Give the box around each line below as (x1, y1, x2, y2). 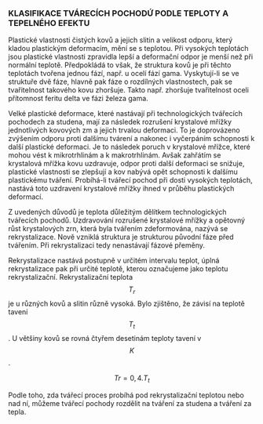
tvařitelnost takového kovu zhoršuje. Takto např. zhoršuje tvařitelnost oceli (8, 85, 250, 95)
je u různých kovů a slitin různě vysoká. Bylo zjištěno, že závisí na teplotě (8, 299, 245, 309)
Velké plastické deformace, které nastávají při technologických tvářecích (8, 109, 243, 118)
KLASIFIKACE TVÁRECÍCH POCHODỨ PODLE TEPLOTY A (8, 8, 229, 19)
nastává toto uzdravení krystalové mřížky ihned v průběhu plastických (8, 184, 235, 194)
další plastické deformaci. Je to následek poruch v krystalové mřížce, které (8, 142, 251, 152)
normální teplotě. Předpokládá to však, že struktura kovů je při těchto (8, 60, 232, 70)
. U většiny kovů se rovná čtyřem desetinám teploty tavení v (8, 333, 202, 342)
